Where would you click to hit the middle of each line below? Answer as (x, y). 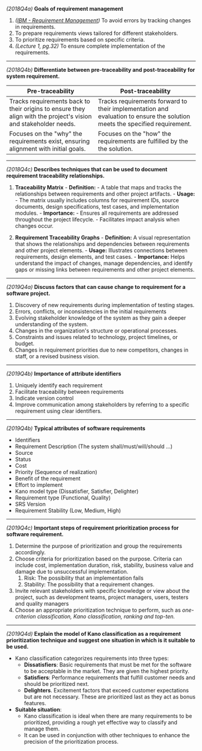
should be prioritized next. (56, 684)
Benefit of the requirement (48, 478)
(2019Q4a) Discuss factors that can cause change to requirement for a (96, 287)
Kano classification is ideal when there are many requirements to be (108, 716)
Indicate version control (44, 398)
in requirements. (35, 27)
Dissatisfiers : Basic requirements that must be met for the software (108, 665)
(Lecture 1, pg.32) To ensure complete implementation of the (90, 46)
